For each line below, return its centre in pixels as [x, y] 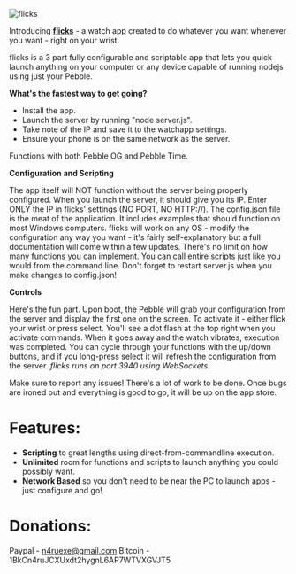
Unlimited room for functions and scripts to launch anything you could [150, 462]
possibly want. [48, 471]
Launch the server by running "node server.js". [107, 120]
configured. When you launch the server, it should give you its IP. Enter [138, 200]
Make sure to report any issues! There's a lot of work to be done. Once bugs [148, 383]
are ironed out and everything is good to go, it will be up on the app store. [143, 392]
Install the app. [49, 110]
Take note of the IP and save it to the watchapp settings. [124, 129]
